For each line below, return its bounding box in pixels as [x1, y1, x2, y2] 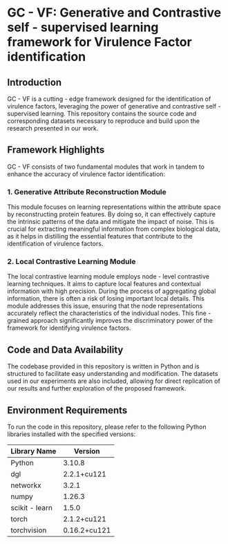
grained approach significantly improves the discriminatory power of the [7, 317, 213, 325]
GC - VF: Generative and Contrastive [7, 5, 222, 21]
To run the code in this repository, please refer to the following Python [7, 423, 207, 431]
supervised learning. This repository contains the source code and [7, 109, 197, 118]
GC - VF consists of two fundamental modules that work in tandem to [7, 162, 205, 171]
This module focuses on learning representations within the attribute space [7, 203, 221, 212]
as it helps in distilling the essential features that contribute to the [7, 232, 193, 241]
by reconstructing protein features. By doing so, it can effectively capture [7, 210, 216, 218]
